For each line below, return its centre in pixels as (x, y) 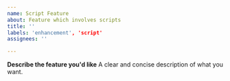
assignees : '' (27, 39)
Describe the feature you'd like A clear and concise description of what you (115, 65)
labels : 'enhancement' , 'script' (55, 33)
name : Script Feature (38, 13)
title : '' (21, 26)
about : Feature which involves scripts (64, 20)
